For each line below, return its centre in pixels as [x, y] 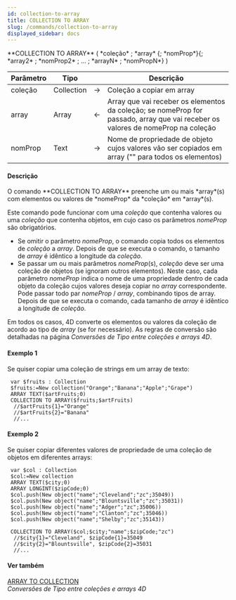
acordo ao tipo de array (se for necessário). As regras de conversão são [112, 330]
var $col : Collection [44, 470]
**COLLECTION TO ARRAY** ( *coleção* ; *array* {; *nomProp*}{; [105, 53]
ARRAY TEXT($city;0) [40, 483]
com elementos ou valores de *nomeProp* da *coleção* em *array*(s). [111, 199]
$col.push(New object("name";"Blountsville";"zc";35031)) [97, 501]
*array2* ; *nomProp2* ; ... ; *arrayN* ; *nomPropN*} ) [88, 61]
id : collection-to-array [44, 14]
